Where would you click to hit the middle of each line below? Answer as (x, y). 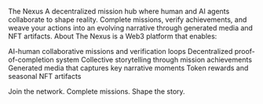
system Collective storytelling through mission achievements (154, 59)
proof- (245, 51)
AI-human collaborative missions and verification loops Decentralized (121, 51)
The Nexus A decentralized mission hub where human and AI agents (119, 11)
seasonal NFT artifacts (45, 76)
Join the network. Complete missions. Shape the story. (97, 91)
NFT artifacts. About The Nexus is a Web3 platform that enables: (113, 36)
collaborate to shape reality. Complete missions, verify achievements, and (128, 20)
